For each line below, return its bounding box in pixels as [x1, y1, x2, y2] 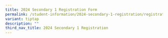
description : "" [5, 21, 39, 26]
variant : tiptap [5, 16, 39, 21]
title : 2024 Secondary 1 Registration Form [5, 7, 97, 12]
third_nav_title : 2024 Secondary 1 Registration [5, 26, 108, 31]
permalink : [5, 12, 28, 17]
